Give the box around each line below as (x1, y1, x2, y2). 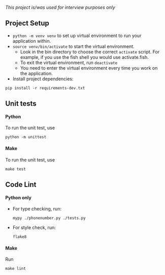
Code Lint (5, 180, 37, 189)
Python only (5, 194, 31, 200)
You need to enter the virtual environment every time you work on (20, 65, 158, 71)
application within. (12, 38, 51, 44)
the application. (20, 70, 53, 76)
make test (5, 166, 26, 172)
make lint (5, 266, 26, 271)
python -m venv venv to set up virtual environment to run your (12, 33, 142, 39)
